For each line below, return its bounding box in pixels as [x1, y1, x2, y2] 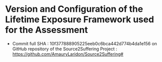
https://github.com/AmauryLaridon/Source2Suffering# [12, 51, 124, 57]
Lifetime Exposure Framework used [5, 14, 155, 25]
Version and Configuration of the [5, 3, 143, 15]
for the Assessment [5, 25, 88, 35]
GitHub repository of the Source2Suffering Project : [12, 46, 117, 52]
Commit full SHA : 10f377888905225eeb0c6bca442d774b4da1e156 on [12, 40, 158, 46]
